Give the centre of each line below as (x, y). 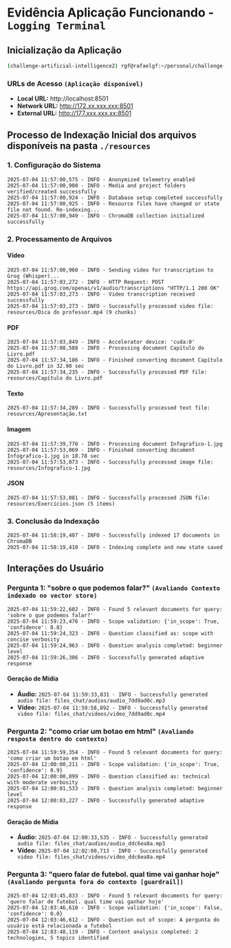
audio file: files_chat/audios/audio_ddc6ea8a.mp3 (91, 844)
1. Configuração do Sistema (54, 165)
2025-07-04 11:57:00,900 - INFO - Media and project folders (97, 185)
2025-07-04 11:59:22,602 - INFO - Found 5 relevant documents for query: (115, 609)
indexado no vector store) (52, 596)
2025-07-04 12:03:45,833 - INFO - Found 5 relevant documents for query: (115, 896)
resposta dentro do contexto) (58, 739)
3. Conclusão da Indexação (53, 521)
